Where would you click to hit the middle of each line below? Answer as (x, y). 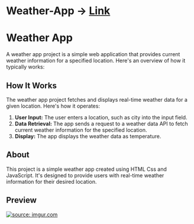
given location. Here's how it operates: (53, 106)
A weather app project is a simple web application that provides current (93, 54)
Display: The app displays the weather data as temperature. (88, 136)
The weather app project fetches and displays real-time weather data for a (97, 99)
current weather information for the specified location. (81, 130)
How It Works (32, 85)
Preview (22, 200)
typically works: (25, 67)
